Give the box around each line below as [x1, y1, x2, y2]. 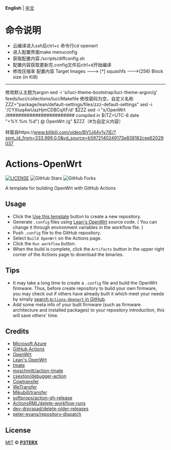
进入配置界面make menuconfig [12, 49, 78, 55]
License [5, 426, 31, 435]
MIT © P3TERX [5, 439, 38, 446]
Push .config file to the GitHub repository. [12, 229, 101, 235]
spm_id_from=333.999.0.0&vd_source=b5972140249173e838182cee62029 [5, 135, 164, 141]
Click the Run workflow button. [12, 240, 76, 247]
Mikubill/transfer [12, 389, 47, 395]
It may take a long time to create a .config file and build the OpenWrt [12, 279, 158, 286]
